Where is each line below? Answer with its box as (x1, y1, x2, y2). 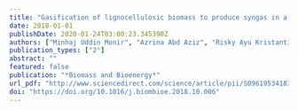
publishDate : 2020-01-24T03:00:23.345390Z (9, 29, 169, 38)
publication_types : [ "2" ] (9, 46, 105, 55)
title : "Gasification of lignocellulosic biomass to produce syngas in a (9, 12, 288, 22)
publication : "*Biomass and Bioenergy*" (9, 71, 161, 80)
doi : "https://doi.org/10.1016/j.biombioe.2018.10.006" (9, 87, 220, 96)
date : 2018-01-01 (9, 21, 74, 30)
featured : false (9, 63, 69, 72)
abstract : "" (9, 54, 58, 63)
